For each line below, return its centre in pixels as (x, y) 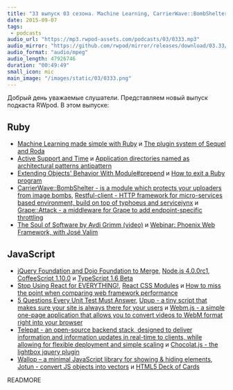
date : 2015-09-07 (32, 20)
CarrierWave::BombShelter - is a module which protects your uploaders (119, 188)
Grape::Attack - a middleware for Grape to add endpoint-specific (110, 210)
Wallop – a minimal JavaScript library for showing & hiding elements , (115, 359)
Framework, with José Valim (58, 232)
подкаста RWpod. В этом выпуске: (58, 105)
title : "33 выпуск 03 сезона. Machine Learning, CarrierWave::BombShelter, (119, 14)
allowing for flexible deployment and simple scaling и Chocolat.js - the (118, 345)
